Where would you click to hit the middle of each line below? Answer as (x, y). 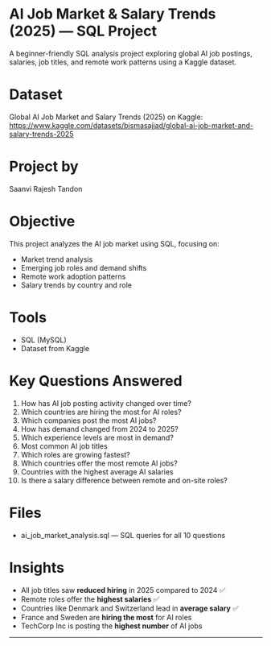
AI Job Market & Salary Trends (113, 14)
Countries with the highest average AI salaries (97, 471)
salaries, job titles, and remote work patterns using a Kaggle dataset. (123, 62)
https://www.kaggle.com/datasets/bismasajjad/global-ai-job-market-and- (131, 125)
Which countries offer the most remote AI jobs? (99, 463)
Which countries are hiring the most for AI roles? (101, 412)
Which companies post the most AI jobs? (88, 420)
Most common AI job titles (64, 446)
